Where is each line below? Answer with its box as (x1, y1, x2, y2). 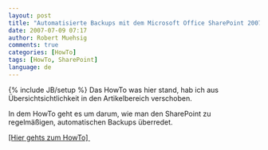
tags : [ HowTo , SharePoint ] (8, 56, 98, 64)
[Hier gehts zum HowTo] (8, 133, 89, 142)
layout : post (8, 11, 52, 20)
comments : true (8, 41, 59, 49)
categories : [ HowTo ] (8, 48, 77, 56)
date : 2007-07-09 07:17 (8, 26, 88, 34)
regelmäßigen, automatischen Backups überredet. (8, 117, 173, 127)
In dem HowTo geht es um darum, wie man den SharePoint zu (8, 109, 211, 118)
